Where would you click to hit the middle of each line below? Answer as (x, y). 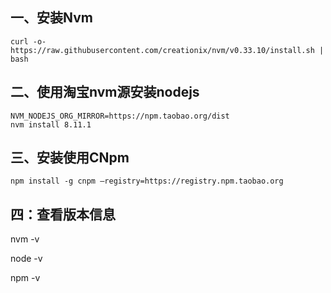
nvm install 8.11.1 (51, 124)
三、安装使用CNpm (70, 158)
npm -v (25, 278)
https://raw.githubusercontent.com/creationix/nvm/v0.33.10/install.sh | (167, 50)
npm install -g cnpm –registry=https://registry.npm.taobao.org (147, 181)
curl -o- (28, 41)
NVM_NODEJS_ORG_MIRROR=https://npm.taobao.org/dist (120, 116)
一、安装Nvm (51, 18)
